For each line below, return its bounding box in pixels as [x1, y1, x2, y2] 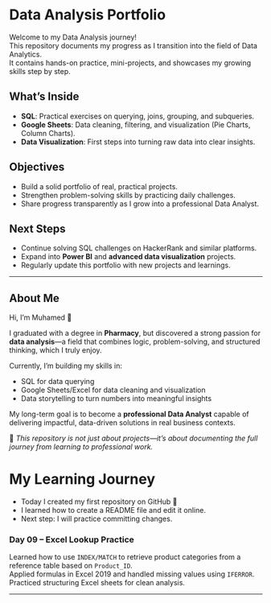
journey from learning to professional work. [9, 442, 154, 452]
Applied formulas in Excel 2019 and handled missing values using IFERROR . [9, 569, 255, 579]
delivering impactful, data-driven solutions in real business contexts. [9, 418, 236, 427]
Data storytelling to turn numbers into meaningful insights [20, 394, 212, 403]
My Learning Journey [9, 470, 156, 489]
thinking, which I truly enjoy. [9, 345, 103, 355]
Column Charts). [20, 128, 76, 138]
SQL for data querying [20, 377, 95, 386]
